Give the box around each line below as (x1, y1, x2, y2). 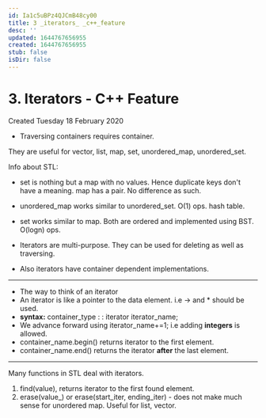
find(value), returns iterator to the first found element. (19, 383, 195, 393)
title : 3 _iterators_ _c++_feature (8, 19, 126, 27)
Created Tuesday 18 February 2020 (8, 116, 124, 125)
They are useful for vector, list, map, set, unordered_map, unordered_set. (8, 146, 247, 156)
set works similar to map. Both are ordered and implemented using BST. (19, 216, 255, 226)
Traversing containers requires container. (19, 131, 154, 141)
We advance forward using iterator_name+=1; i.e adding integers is (19, 320, 240, 329)
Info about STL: (8, 161, 59, 171)
